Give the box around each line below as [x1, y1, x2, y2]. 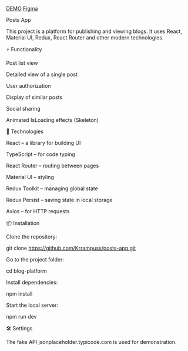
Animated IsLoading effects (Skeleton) [6, 117, 99, 123]
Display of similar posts [6, 94, 63, 101]
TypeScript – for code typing [6, 151, 75, 158]
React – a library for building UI [6, 140, 81, 146]
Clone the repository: [6, 233, 58, 240]
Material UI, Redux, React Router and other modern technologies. [6, 34, 164, 41]
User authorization [6, 82, 51, 89]
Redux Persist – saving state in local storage [6, 197, 113, 203]
